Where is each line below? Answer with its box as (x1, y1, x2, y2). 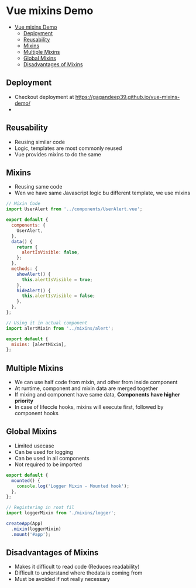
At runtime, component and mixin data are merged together (14, 385, 158, 392)
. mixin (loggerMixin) (11, 526, 61, 532)
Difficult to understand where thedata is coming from (14, 569, 143, 576)
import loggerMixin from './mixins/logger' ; (6, 510, 116, 516)
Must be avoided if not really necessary (14, 576, 110, 583)
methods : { (11, 266, 38, 272)
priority (14, 397, 34, 405)
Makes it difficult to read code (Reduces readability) (14, 563, 140, 570)
